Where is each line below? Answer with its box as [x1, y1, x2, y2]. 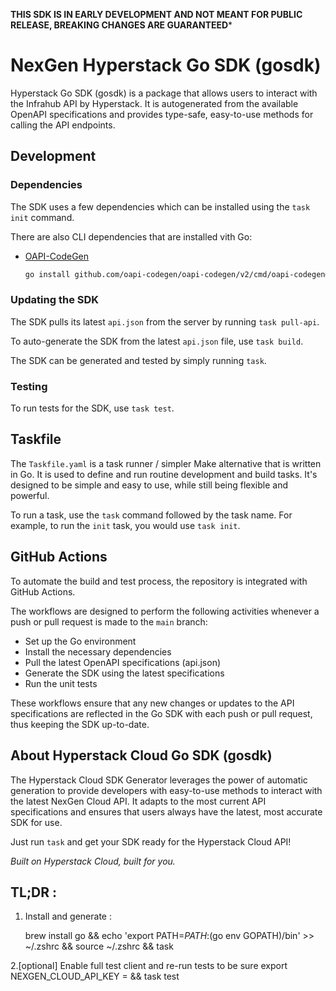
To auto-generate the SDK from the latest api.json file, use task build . [10, 335, 304, 347]
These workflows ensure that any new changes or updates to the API [10, 697, 295, 709]
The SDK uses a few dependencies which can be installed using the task [10, 200, 311, 213]
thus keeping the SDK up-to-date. [10, 718, 150, 730]
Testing [10, 379, 48, 393]
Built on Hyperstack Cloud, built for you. [10, 855, 176, 867]
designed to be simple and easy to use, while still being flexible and [10, 479, 289, 491]
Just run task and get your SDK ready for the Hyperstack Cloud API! [10, 835, 292, 848]
